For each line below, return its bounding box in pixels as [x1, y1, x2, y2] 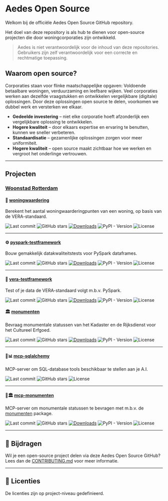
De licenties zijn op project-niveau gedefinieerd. [5, 490, 104, 496]
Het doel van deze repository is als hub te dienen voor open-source [5, 29, 145, 35]
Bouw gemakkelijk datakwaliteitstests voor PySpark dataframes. [5, 250, 137, 256]
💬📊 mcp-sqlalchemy [5, 353, 50, 359]
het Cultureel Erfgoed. [5, 327, 51, 333]
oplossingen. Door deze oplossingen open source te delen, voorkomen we [5, 98, 158, 104]
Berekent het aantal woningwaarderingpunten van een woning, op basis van [5, 208, 162, 214]
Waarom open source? [5, 69, 77, 78]
